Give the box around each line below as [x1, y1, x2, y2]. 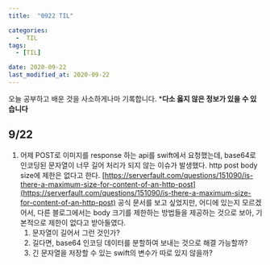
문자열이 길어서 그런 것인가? [31, 227, 121, 238]
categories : [8, 26, 48, 35]
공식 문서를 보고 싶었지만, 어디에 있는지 [118, 197, 240, 207]
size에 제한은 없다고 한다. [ [19, 170, 106, 180]
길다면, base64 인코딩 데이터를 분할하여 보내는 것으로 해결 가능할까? [31, 238, 248, 247]
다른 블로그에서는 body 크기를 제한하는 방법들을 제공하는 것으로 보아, [37, 207, 255, 217]
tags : [8, 41, 27, 49]
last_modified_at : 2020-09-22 [8, 71, 110, 79]
